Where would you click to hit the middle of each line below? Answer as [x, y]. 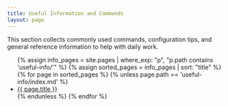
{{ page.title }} [37, 89]
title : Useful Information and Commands [66, 13]
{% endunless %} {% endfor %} [62, 96]
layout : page [26, 20]
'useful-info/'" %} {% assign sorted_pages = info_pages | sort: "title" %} [119, 67]
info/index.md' [37, 81]
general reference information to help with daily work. [83, 47]
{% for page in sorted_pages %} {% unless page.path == [98, 74]
